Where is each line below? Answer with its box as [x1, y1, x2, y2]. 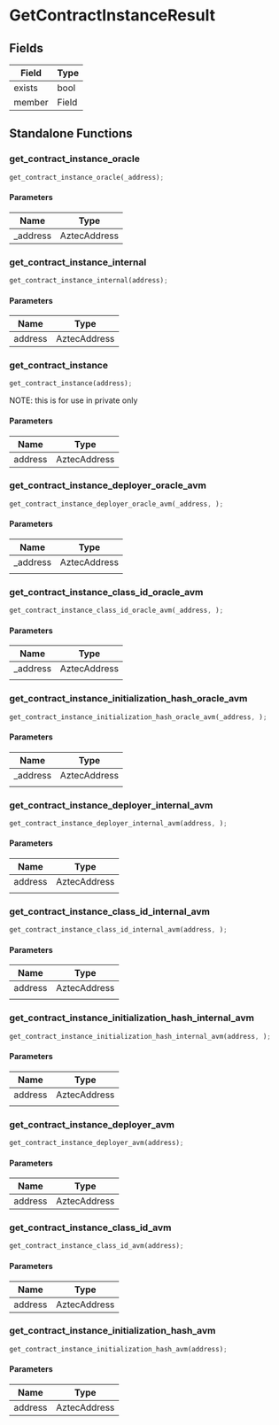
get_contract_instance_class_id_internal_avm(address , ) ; [9, 925, 228, 934]
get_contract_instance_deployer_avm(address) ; [9, 1139, 184, 1148]
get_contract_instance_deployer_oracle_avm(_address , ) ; [9, 500, 224, 508]
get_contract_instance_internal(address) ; [9, 276, 168, 285]
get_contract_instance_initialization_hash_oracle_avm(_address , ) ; [9, 712, 267, 722]
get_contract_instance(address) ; [9, 379, 133, 388]
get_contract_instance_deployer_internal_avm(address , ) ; [9, 818, 228, 828]
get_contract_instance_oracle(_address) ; [9, 173, 165, 182]
